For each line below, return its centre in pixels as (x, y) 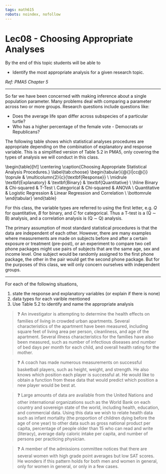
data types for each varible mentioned (51, 299)
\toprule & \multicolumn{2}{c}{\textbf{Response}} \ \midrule (66, 177)
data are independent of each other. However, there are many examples (78, 233)
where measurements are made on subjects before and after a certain (76, 238)
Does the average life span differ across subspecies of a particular (80, 116)
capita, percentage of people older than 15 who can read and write (85, 429)
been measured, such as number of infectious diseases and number (87, 342)
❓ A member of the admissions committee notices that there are (82, 449)
